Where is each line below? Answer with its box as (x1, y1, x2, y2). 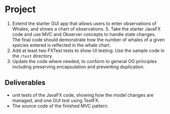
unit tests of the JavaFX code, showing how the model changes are (12, 92, 154, 98)
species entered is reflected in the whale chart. (12, 42, 111, 48)
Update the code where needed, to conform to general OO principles (12, 58, 157, 64)
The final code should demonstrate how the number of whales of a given (12, 37, 165, 43)
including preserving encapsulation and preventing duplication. (12, 64, 145, 70)
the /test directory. (12, 52, 53, 59)
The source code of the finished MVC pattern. (12, 103, 109, 109)
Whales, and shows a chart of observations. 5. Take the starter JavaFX (12, 25, 161, 32)
